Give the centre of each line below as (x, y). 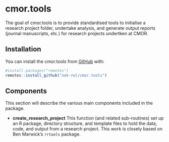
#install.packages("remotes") (37, 70)
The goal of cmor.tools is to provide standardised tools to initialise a (75, 23)
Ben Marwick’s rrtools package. (46, 134)
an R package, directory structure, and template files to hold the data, (85, 123)
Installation (23, 49)
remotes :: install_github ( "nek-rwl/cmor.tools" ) (56, 75)
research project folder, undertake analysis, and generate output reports (80, 28)
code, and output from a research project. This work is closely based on (88, 129)
